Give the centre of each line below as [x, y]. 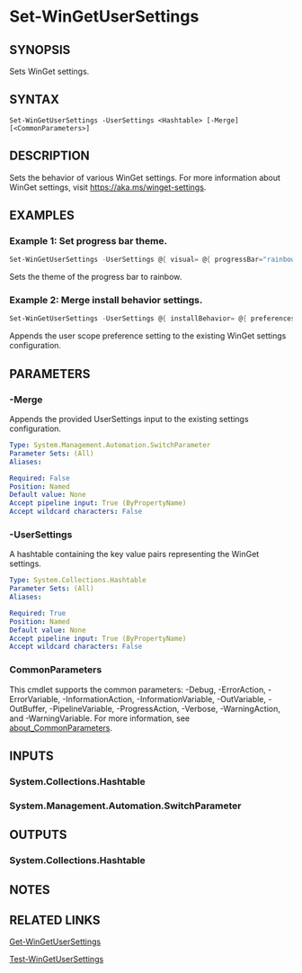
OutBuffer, [28, 708]
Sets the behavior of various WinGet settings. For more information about [145, 177]
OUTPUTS [38, 835]
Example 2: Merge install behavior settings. [106, 301]
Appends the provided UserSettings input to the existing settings [129, 419]
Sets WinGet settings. [49, 71]
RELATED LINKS [55, 920]
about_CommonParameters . [61, 727]
